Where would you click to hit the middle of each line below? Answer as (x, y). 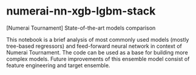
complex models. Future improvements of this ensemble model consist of (98, 59)
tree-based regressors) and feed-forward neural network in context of (94, 46)
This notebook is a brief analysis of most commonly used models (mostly (98, 39)
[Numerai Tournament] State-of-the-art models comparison (81, 28)
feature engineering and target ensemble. (58, 65)
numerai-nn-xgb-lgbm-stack (81, 11)
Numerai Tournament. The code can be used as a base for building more (97, 52)
